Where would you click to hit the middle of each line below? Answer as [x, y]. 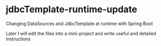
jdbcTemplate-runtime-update [72, 9]
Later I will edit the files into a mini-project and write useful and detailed [81, 33]
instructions [18, 39]
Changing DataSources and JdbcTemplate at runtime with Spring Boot [79, 24]
